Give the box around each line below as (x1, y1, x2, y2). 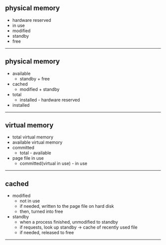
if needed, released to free (19, 230, 74, 236)
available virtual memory (12, 139, 63, 145)
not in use (19, 198, 41, 204)
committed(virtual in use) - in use (19, 161, 87, 167)
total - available (19, 150, 51, 156)
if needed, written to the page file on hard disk (19, 203, 115, 209)
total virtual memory (12, 134, 53, 140)
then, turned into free (19, 208, 63, 215)
